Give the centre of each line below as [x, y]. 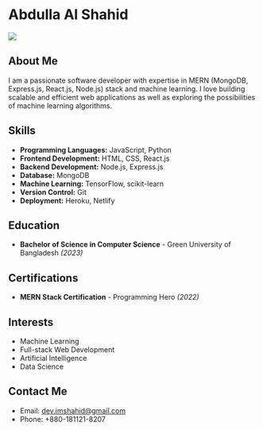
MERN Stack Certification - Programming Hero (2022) [110, 297]
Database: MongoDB [54, 175]
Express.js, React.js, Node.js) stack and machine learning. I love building [127, 88]
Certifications [43, 278]
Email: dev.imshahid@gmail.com [72, 410]
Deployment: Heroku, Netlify [67, 200]
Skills [22, 131]
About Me [33, 61]
